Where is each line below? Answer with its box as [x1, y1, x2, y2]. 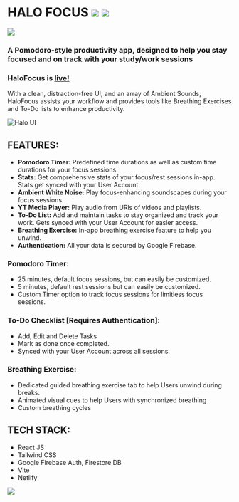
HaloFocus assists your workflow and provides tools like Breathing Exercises [7, 97, 232, 105]
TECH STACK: [7, 424, 71, 436]
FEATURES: [7, 139, 59, 151]
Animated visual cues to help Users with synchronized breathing [17, 396, 207, 404]
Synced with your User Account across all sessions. [17, 347, 171, 355]
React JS [17, 443, 45, 451]
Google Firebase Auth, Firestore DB [17, 458, 122, 466]
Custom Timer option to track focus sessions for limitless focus [17, 290, 203, 299]
